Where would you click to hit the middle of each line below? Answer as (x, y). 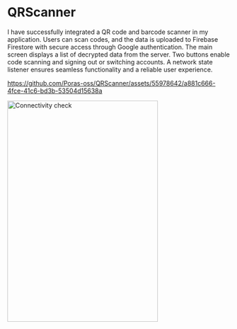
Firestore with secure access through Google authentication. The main (110, 47)
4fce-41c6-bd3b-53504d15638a (55, 91)
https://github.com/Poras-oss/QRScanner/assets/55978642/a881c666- (111, 83)
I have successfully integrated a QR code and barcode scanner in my (108, 32)
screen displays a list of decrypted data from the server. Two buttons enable (118, 54)
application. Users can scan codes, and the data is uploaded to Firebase (113, 39)
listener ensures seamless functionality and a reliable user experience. (110, 69)
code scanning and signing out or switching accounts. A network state (110, 62)
